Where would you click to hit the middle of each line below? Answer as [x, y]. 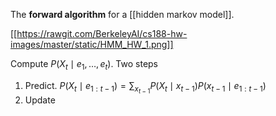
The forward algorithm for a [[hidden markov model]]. [122, 14]
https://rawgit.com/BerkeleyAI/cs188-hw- [102, 33]
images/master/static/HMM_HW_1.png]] [92, 44]
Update [40, 100]
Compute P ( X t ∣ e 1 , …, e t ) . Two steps [84, 65]
